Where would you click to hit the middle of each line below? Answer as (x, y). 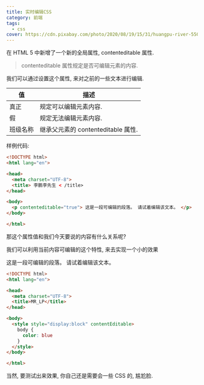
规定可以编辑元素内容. (71, 107)
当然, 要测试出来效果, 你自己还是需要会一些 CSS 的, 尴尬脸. (80, 376)
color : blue (37, 335)
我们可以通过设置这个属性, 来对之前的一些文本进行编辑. (75, 78)
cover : (15, 35)
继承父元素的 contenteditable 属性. (89, 130)
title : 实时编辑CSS (29, 12)
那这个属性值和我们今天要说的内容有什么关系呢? (66, 236)
